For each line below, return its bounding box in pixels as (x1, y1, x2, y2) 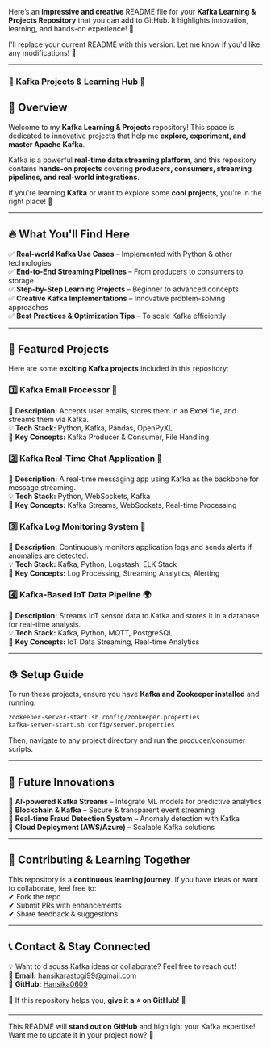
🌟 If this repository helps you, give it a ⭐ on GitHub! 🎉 (8, 995, 186, 1004)
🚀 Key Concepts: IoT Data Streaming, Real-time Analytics (8, 637, 200, 647)
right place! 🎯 (8, 196, 53, 206)
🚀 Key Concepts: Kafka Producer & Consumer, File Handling (8, 432, 210, 442)
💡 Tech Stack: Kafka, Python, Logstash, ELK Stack (8, 560, 177, 569)
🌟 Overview (8, 101, 68, 115)
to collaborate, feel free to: (8, 883, 97, 893)
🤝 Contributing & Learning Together (8, 853, 191, 867)
